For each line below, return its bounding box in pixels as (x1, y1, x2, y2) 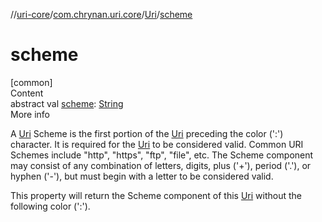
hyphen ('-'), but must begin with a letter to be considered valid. (10, 170, 274, 182)
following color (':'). (10, 200, 91, 212)
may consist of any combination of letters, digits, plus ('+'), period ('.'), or (10, 159, 312, 171)
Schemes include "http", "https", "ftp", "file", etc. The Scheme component (10, 149, 314, 161)
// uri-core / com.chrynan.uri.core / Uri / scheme (10, 9, 193, 20)
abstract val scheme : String (10, 97, 124, 109)
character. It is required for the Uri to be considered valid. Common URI (10, 138, 304, 150)
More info (10, 108, 51, 120)
